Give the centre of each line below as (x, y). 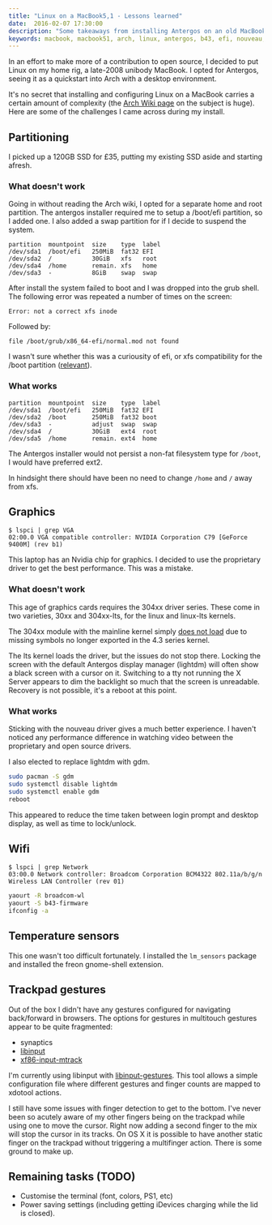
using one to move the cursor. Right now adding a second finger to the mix (133, 1125)
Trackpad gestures (57, 990)
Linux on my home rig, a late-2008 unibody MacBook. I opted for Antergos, (134, 71)
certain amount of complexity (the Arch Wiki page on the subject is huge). (132, 103)
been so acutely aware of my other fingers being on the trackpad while (127, 1116)
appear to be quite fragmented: (61, 1026)
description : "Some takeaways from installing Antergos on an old (123, 31)
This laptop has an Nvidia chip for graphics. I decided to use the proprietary (135, 559)
